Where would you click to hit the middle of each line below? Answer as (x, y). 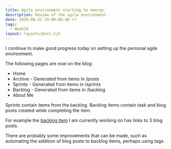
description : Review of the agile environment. (57, 15)
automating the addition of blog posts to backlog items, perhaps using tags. (85, 141)
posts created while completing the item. (48, 110)
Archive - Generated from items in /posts (56, 79)
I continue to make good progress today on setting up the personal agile (81, 48)
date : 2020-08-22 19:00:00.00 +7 (41, 19)
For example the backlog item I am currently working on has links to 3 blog (84, 120)
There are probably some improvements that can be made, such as (76, 135)
